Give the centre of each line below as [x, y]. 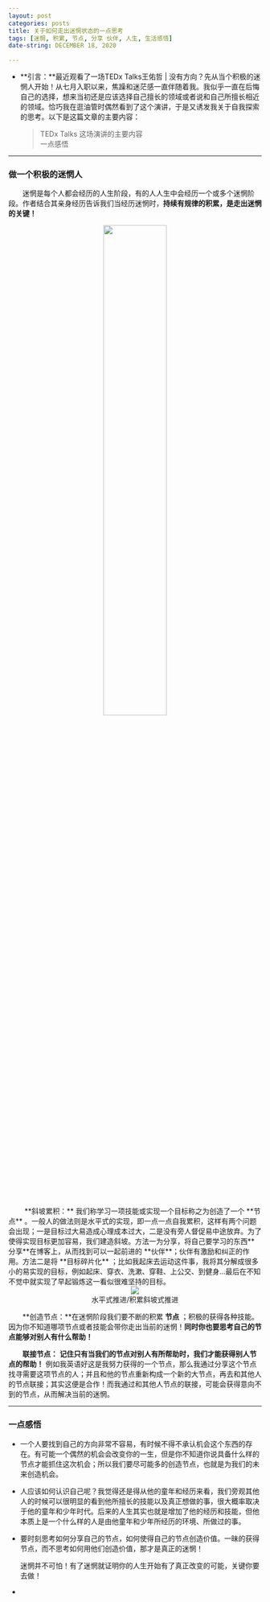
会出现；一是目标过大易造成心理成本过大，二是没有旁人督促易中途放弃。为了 [135, 1231]
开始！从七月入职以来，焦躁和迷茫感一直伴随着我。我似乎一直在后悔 [147, 87]
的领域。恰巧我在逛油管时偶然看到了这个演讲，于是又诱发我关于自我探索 [139, 107]
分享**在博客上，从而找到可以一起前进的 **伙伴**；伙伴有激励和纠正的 [126, 1251]
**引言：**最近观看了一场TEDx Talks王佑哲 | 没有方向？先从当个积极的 [137, 76]
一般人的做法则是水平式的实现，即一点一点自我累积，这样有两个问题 [144, 1221]
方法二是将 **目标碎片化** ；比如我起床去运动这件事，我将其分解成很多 [140, 1262]
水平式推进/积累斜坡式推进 [135, 1299]
